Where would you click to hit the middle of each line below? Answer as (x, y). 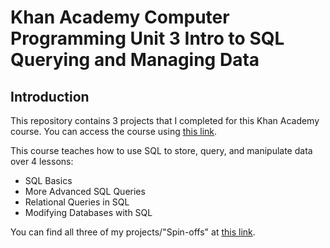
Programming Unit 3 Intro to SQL (147, 38)
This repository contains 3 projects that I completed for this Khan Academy (165, 120)
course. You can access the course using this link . (114, 131)
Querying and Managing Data (135, 60)
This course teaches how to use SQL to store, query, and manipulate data (161, 150)
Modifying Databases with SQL (88, 212)
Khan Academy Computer (120, 17)
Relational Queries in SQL (77, 202)
